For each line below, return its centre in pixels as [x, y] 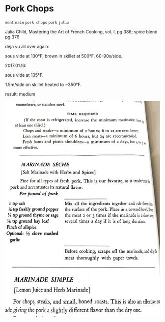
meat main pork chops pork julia [37, 23]
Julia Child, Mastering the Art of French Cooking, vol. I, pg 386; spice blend [82, 31]
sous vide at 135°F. [24, 75]
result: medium [20, 94]
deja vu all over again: [27, 46]
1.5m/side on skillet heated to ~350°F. [43, 85]
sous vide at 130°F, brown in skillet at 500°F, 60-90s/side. [64, 56]
